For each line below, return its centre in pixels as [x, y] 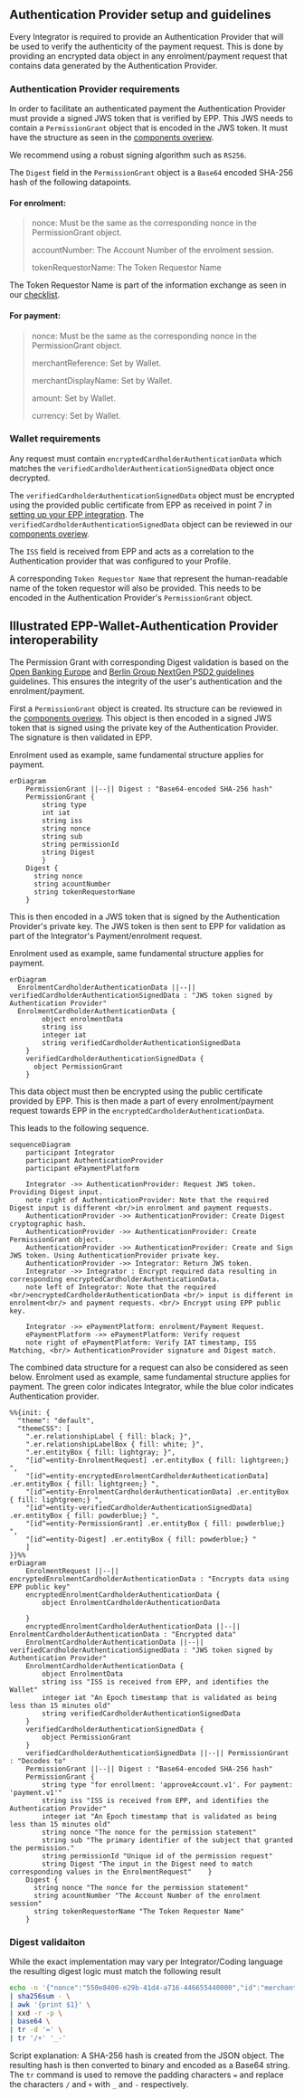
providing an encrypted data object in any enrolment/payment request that [148, 56]
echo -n [24, 1988]
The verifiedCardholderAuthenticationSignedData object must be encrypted [152, 495]
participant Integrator [71, 1153]
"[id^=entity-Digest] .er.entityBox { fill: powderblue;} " [141, 1539]
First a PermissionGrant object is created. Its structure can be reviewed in [146, 708]
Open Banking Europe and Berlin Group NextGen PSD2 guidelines [132, 671]
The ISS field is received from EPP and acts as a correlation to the [132, 551]
